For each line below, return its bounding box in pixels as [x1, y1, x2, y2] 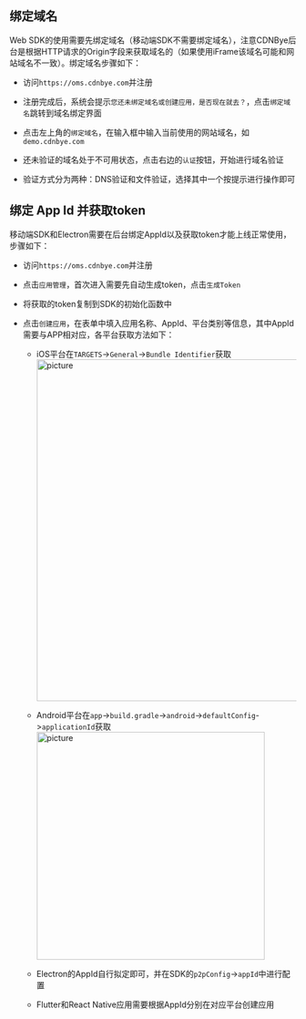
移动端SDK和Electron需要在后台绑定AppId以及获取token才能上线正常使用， [9, 229, 291, 240]
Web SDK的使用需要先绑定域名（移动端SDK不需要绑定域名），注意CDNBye [9, 35, 289, 46]
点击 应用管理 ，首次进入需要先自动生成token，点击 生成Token [22, 279, 241, 290]
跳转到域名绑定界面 [29, 108, 102, 118]
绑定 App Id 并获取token [9, 203, 146, 219]
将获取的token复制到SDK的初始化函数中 [22, 298, 172, 309]
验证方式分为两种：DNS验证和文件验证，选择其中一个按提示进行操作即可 [22, 173, 296, 184]
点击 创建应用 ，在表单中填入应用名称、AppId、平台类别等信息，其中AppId [22, 317, 294, 328]
